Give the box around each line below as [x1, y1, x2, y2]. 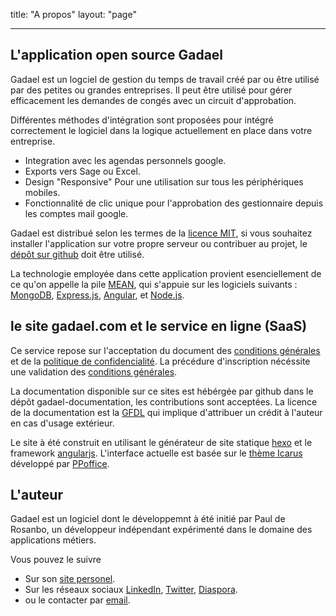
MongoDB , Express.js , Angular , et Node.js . [10, 289, 185, 301]
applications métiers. [10, 534, 97, 546]
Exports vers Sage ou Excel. [24, 165, 141, 177]
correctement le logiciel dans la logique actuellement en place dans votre [10, 124, 313, 136]
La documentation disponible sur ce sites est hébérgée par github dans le [10, 385, 314, 397]
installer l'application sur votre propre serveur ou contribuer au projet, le [10, 237, 308, 249]
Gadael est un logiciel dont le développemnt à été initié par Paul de [10, 513, 286, 525]
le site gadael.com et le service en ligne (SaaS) [10, 318, 308, 335]
